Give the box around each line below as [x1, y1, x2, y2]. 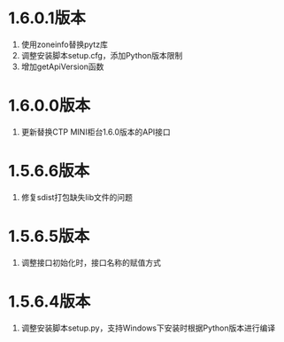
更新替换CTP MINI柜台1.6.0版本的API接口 [20, 126, 172, 137]
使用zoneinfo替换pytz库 [20, 39, 108, 50]
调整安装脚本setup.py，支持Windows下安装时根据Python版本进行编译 [20, 323, 276, 333]
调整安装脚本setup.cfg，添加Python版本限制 [20, 50, 183, 60]
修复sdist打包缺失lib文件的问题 [20, 191, 134, 202]
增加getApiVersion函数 [20, 61, 104, 72]
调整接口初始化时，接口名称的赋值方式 [20, 257, 161, 268]
